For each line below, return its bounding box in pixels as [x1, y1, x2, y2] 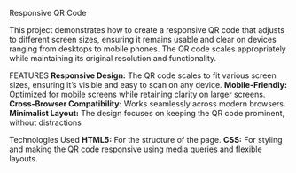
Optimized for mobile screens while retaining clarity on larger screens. [9, 89, 266, 99]
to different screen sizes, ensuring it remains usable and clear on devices [9, 35, 277, 44]
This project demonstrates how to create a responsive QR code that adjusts [9, 25, 285, 35]
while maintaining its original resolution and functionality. [9, 53, 217, 63]
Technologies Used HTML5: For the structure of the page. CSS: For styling [9, 135, 283, 145]
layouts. [9, 153, 38, 163]
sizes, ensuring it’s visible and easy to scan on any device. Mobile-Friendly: [9, 80, 288, 90]
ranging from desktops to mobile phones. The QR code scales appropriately [9, 43, 286, 54]
